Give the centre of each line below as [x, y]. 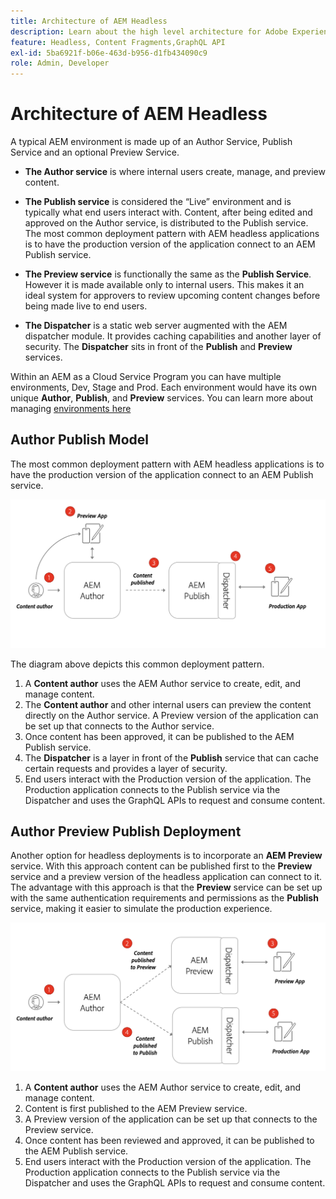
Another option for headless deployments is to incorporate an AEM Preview [166, 856]
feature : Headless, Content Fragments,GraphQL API [118, 42]
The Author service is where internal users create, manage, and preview [175, 172]
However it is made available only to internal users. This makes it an [164, 285]
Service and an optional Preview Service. [95, 152]
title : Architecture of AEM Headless [89, 21]
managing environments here [71, 409]
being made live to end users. [86, 306]
